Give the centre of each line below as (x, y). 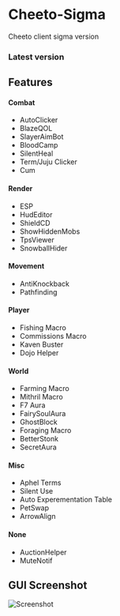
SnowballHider (43, 248)
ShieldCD (35, 223)
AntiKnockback (44, 284)
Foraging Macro (45, 430)
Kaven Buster (41, 344)
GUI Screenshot (48, 586)
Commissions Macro (53, 336)
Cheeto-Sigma (57, 15)
